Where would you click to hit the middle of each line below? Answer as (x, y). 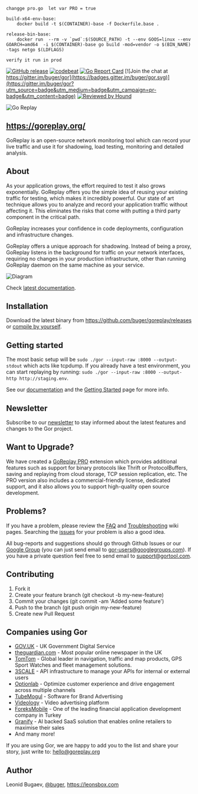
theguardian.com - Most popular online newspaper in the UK (88, 652)
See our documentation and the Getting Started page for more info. (88, 390)
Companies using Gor (47, 632)
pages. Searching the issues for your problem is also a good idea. (86, 531)
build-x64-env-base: (32, 19)
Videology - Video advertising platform (62, 703)
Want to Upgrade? (40, 447)
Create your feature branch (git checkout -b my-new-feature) (89, 595)
